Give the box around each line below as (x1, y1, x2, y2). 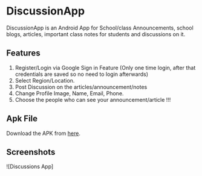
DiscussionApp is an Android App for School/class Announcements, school (6, 24, 194, 31)
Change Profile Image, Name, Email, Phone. (15, 89, 124, 97)
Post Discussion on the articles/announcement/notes (15, 83, 148, 90)
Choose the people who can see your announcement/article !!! (15, 96, 171, 103)
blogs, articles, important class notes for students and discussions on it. (6, 30, 186, 37)
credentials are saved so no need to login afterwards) (15, 71, 149, 78)
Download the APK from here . (6, 130, 80, 137)
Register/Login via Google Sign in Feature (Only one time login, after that (15, 64, 196, 71)
